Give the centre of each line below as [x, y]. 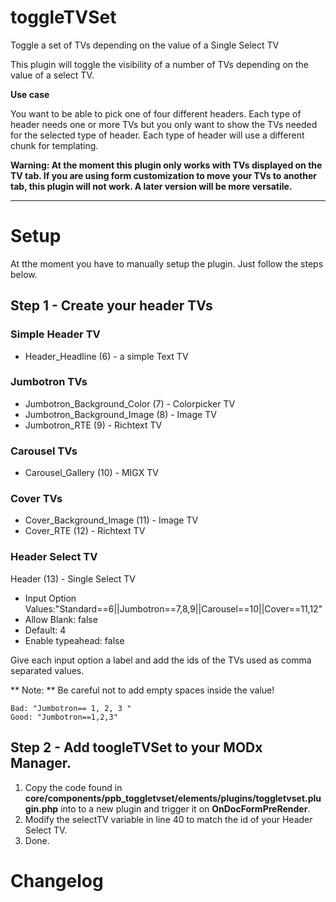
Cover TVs [36, 499]
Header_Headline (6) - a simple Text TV [106, 356]
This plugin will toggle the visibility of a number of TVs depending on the [160, 64]
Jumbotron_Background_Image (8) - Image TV [120, 414]
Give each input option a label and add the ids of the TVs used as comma [161, 660]
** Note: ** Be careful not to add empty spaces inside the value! [142, 690]
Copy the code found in [73, 787]
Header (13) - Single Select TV [73, 578]
